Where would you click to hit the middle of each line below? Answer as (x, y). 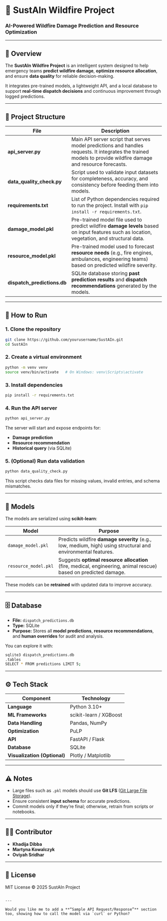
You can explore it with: (29, 646)
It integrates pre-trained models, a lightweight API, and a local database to (81, 86)
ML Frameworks (27, 715)
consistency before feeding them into (115, 185)
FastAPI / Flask (87, 739)
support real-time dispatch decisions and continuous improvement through (83, 91)
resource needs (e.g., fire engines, (112, 253)
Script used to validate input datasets (115, 173)
